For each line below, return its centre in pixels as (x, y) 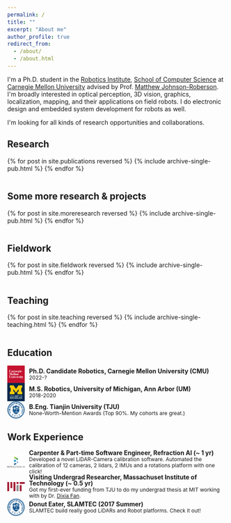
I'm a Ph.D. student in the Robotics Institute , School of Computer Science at (115, 79)
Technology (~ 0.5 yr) (61, 483)
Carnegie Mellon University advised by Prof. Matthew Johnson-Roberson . (113, 86)
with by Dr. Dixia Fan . (55, 496)
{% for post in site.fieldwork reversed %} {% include (82, 265)
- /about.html (34, 59)
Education (30, 352)
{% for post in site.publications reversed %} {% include (86, 161)
